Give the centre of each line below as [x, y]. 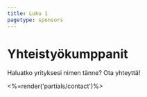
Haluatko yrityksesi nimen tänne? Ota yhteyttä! [74, 73]
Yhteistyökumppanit [68, 54]
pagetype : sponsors [35, 20]
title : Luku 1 [28, 13]
